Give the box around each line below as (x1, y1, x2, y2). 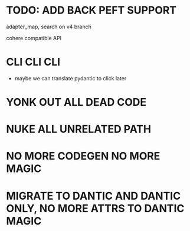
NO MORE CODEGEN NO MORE (6, 149, 160, 163)
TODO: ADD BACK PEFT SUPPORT (6, 4, 177, 17)
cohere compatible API (6, 34, 62, 41)
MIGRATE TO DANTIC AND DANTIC (6, 189, 181, 203)
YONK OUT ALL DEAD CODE (6, 96, 147, 109)
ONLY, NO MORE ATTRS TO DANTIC (6, 201, 185, 215)
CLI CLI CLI (6, 56, 61, 69)
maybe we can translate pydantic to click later (14, 74, 127, 82)
